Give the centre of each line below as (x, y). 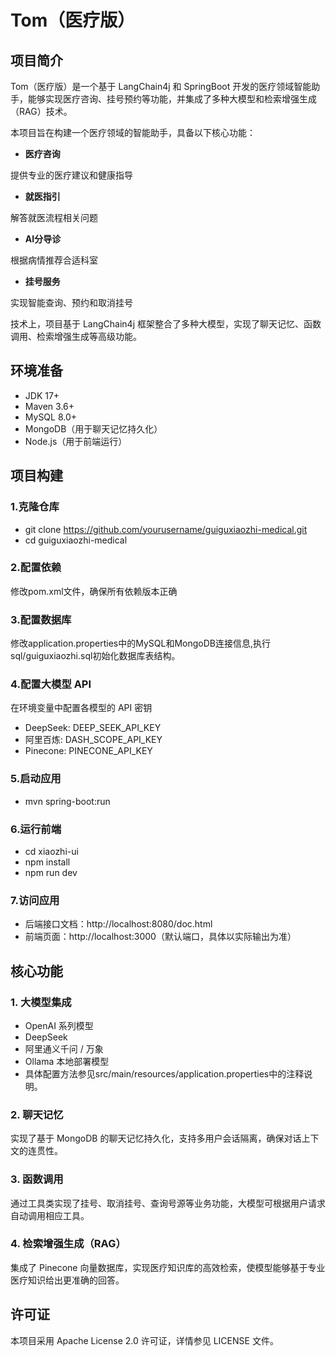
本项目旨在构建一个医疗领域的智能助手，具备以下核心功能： (133, 132)
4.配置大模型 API (51, 684)
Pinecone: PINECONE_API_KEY (88, 751)
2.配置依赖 (36, 568)
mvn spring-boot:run (67, 801)
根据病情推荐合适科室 (54, 260)
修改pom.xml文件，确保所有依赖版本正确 (94, 591)
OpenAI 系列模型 (59, 1025)
